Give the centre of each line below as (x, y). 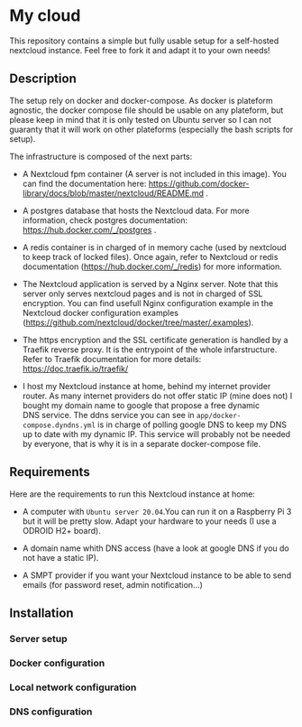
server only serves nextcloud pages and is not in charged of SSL (142, 294)
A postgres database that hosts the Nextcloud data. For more (136, 210)
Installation (41, 613)
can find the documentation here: (84, 183)
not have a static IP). (60, 557)
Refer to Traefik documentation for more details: (112, 359)
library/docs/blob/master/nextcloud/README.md (113, 193)
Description (43, 79)
